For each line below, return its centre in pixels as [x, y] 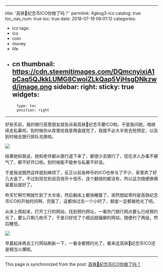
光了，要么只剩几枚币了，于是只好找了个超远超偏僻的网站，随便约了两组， [79, 217]
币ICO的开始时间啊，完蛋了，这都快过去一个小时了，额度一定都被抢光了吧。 [81, 201]
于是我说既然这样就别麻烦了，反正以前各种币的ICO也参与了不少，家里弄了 [79, 172]
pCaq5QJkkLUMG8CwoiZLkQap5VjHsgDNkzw [84, 79]
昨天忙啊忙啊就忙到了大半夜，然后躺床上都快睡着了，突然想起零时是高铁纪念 [81, 195]
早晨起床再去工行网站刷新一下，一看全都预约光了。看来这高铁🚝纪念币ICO [78, 243]
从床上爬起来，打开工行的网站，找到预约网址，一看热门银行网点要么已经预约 [81, 211]
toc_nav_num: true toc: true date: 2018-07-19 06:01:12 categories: [71, 19]
